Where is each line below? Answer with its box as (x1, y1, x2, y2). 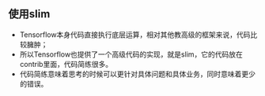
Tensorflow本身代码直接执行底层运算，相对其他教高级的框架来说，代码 (19, 30, 251, 39)
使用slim (8, 7, 51, 21)
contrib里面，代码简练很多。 (19, 59, 113, 68)
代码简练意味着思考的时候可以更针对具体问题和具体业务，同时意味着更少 (19, 69, 256, 79)
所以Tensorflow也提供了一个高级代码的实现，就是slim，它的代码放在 (19, 50, 244, 59)
